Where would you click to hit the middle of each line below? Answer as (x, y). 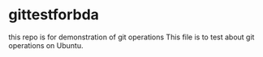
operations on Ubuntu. (46, 45)
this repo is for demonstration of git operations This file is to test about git (131, 37)
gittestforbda (54, 15)
